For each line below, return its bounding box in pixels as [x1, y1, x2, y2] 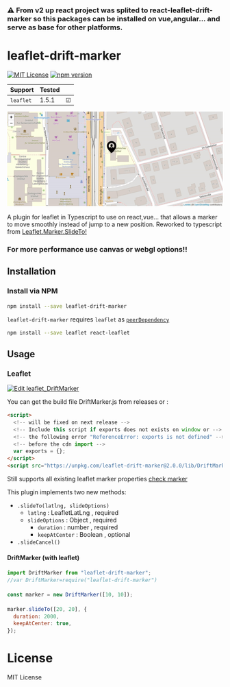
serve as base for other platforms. [7, 23, 123, 32]
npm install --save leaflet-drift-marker [7, 302, 127, 310]
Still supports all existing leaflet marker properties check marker [7, 475, 188, 483]
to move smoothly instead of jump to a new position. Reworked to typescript [7, 220, 222, 228]
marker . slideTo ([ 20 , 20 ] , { [7, 605, 88, 612]
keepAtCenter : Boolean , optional [37, 531, 131, 539]
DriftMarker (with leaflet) [7, 553, 80, 562]
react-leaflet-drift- [149, 5, 214, 15]
